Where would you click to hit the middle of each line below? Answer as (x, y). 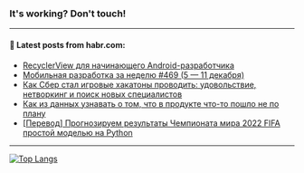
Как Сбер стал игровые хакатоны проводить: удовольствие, (139, 84)
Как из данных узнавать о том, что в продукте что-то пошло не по (151, 103)
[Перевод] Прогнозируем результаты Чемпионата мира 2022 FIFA (151, 123)
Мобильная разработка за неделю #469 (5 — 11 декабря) (133, 74)
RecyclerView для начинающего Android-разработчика (128, 65)
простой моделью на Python (77, 132)
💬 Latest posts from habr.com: (67, 44)
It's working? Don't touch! (68, 14)
